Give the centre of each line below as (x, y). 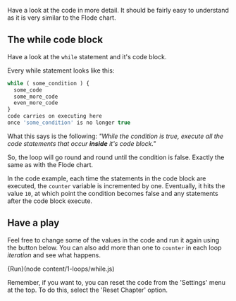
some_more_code (36, 97)
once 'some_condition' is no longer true (69, 123)
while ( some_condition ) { (49, 83)
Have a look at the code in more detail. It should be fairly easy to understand (118, 10)
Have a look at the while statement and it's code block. (87, 56)
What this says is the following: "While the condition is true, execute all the (116, 136)
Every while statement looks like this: (61, 70)
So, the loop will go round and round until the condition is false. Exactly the (116, 157)
